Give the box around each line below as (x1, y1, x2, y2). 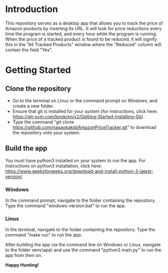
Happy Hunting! (5, 262, 39, 268)
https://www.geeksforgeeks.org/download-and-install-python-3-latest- (5, 168, 153, 174)
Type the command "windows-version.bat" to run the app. (5, 203, 126, 209)
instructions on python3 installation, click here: (5, 163, 102, 169)
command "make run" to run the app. (5, 232, 82, 238)
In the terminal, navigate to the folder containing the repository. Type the (5, 227, 155, 233)
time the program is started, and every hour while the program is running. (5, 31, 157, 37)
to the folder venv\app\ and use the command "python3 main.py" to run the (5, 247, 162, 253)
